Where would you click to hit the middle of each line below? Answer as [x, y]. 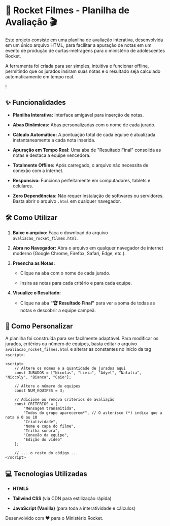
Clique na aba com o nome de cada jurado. [65, 273]
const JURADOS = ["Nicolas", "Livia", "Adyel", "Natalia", [78, 373]
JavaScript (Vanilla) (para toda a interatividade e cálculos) [74, 508]
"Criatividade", [41, 422]
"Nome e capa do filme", [50, 426]
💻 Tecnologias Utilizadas [46, 474]
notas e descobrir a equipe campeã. [58, 310]
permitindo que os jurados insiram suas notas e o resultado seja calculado [83, 71]
